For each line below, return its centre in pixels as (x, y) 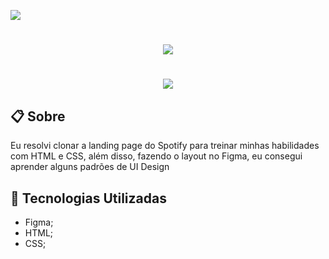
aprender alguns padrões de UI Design (90, 167)
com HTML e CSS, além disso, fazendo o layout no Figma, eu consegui (156, 156)
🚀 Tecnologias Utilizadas (88, 198)
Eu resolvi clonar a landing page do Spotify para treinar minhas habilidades (165, 146)
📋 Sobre (38, 116)
